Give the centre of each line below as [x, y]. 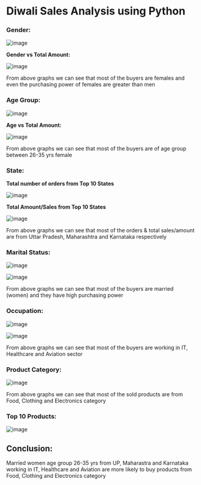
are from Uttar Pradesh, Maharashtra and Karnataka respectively [86, 237]
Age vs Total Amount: [34, 125]
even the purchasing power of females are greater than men [81, 84]
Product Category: [34, 369]
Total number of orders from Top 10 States [60, 184]
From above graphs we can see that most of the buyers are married [90, 289]
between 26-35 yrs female [39, 154]
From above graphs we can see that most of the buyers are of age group [96, 148]
